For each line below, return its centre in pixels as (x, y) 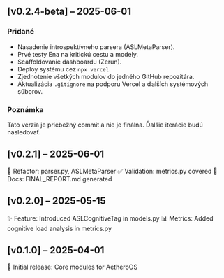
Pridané (21, 32)
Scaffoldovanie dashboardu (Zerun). (69, 62)
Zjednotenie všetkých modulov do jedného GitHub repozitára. (106, 76)
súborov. (30, 91)
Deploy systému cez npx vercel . (64, 69)
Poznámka (25, 109)
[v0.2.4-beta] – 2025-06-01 (69, 12)
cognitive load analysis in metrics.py (60, 228)
